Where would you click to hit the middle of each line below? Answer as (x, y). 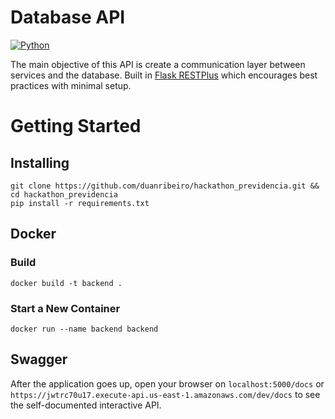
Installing (40, 162)
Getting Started (76, 126)
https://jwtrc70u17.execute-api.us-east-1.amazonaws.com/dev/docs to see (165, 394)
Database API (68, 17)
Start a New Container (65, 308)
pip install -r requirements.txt (80, 203)
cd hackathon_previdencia (64, 194)
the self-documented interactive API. (86, 405)
